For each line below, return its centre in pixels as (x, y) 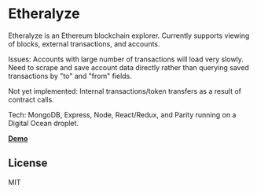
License (28, 163)
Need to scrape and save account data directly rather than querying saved (129, 67)
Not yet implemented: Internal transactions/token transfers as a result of (125, 91)
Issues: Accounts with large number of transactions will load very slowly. (126, 59)
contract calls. (31, 99)
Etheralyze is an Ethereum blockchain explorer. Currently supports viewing (129, 35)
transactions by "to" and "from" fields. (70, 76)
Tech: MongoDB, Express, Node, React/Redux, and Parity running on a (122, 114)
